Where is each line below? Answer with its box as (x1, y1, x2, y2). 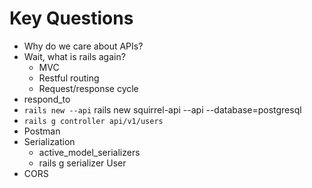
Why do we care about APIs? (23, 40, 144, 52)
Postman (23, 125, 61, 137)
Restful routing (38, 72, 100, 84)
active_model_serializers (38, 146, 141, 158)
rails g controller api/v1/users (23, 116, 164, 126)
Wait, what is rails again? (23, 50, 126, 62)
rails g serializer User (38, 157, 127, 169)
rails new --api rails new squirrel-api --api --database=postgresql (23, 103, 302, 116)
